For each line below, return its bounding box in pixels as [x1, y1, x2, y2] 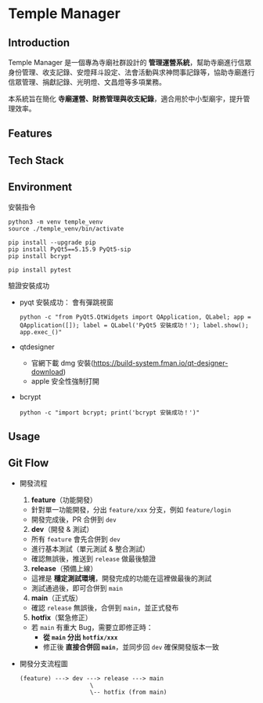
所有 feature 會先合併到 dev [31, 534, 121, 544]
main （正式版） [31, 593, 83, 603]
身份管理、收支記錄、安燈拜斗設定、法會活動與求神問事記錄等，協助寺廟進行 [8, 67, 255, 77]
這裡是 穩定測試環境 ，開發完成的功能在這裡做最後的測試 [31, 574, 212, 583]
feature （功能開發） [31, 495, 98, 504]
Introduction [8, 36, 70, 49]
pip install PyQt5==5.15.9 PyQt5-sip [8, 245, 131, 253]
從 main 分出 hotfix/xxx [42, 632, 118, 642]
